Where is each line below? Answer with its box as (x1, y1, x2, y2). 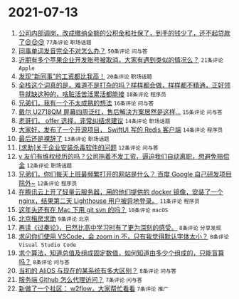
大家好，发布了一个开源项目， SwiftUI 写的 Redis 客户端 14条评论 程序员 (18, 125, 223, 134)
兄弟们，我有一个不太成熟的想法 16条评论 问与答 (18, 98, 154, 107)
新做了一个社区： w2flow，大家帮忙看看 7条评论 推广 (18, 284, 169, 293)
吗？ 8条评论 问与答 (18, 257, 70, 266)
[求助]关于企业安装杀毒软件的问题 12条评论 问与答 (18, 143, 159, 152)
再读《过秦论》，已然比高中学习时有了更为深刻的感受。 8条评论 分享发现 (18, 223, 222, 231)
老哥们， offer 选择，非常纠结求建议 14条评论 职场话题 (18, 116, 171, 125)
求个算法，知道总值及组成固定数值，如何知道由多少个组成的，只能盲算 (18, 248, 225, 257)
